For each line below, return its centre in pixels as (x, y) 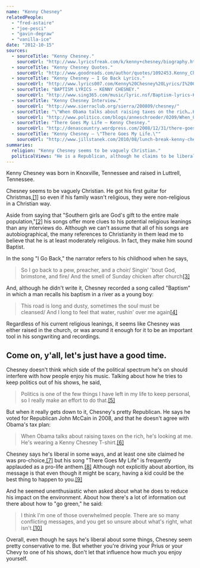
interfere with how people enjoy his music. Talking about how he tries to (94, 376)
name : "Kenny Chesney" (34, 12)
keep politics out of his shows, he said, (54, 382)
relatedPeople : (25, 17)
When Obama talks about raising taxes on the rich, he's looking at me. (107, 436)
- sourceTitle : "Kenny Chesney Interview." (66, 100)
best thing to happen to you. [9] (44, 480)
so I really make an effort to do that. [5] (68, 400)
